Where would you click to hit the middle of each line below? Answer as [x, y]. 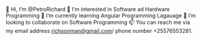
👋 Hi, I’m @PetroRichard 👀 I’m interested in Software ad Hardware [88, 9]
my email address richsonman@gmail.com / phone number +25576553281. [99, 31]
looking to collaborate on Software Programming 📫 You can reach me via [98, 22]
